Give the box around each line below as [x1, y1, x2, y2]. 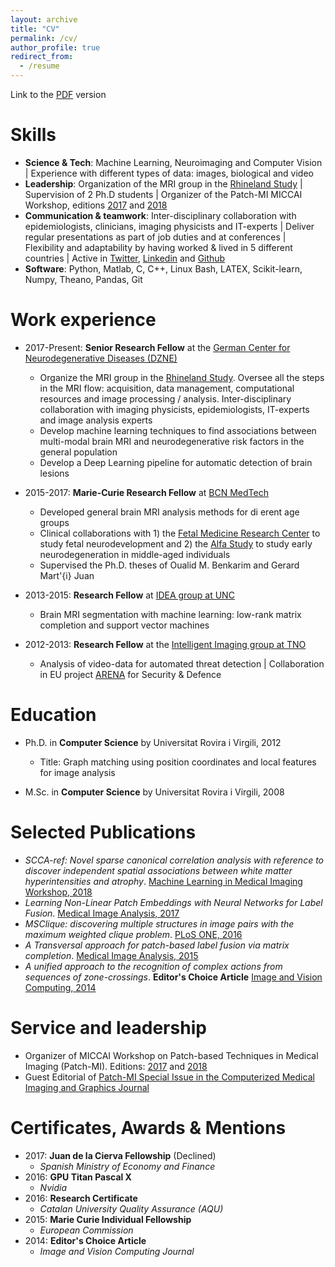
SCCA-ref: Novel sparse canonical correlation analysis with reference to [24, 854, 324, 866]
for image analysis [39, 766, 116, 778]
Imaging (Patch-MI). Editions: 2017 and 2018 [24, 1060, 208, 1072]
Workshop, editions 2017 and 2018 [24, 199, 168, 211]
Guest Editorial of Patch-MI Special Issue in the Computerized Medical [24, 1071, 315, 1083]
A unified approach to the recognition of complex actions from [24, 960, 283, 972]
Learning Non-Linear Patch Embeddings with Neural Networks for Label [24, 896, 323, 908]
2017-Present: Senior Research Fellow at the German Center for [24, 341, 291, 353]
